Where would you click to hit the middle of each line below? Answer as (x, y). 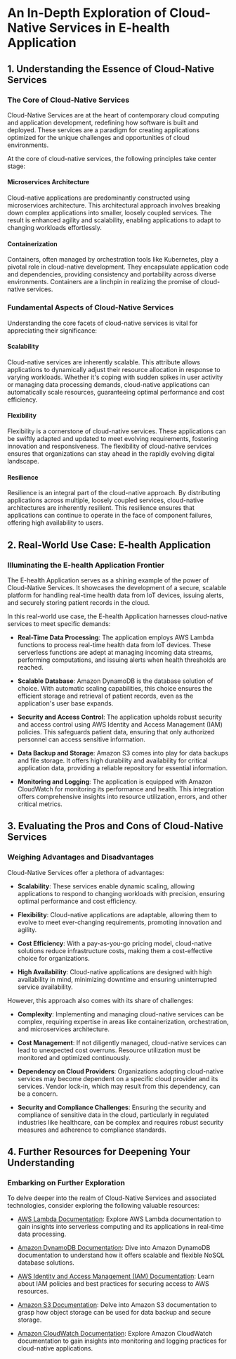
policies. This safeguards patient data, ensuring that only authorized (116, 732)
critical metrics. (40, 804)
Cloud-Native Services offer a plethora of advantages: (86, 872)
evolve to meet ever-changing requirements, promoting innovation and (120, 922)
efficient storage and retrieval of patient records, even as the (105, 696)
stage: (17, 166)
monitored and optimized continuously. (74, 1057)
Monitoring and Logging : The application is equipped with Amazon (115, 781)
